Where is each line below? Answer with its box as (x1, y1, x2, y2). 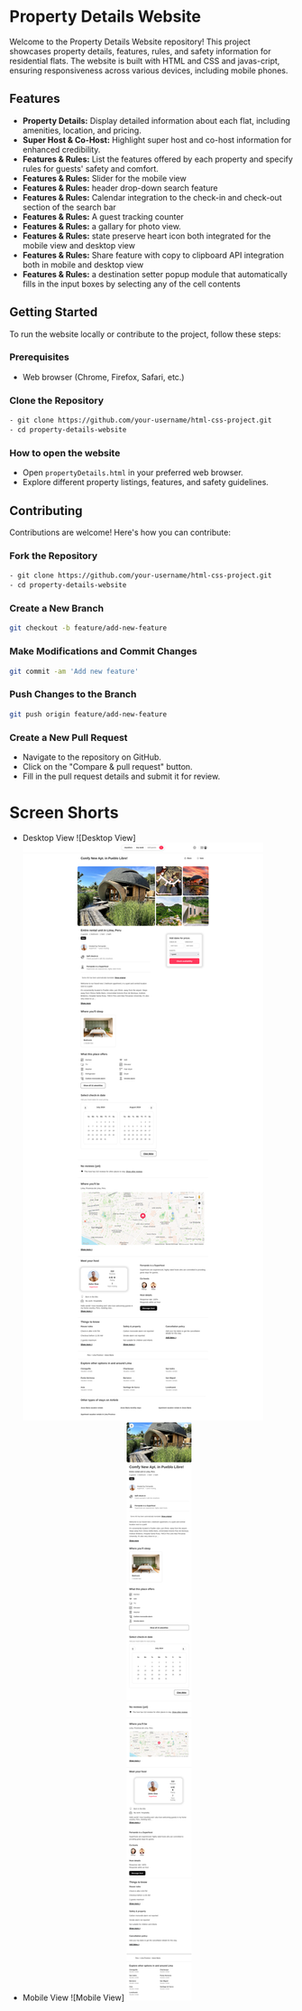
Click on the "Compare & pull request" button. (22, 761, 193, 772)
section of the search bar (22, 201, 117, 212)
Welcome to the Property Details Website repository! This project (9, 36, 251, 47)
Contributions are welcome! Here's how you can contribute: (9, 527, 232, 538)
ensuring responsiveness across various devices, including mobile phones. (9, 65, 288, 76)
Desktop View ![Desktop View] (22, 832, 137, 843)
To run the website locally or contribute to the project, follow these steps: (9, 328, 281, 340)
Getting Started (9, 304, 98, 320)
